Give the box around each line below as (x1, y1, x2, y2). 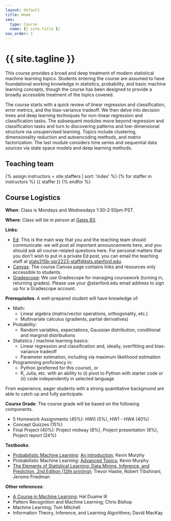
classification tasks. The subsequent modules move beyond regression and (5, 118, 164, 124)
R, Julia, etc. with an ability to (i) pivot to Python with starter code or (20, 370, 163, 376)
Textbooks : (5, 442, 30, 448)
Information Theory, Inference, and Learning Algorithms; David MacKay (12, 509, 163, 515)
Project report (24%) (12, 432, 57, 438)
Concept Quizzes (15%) (12, 421, 63, 427)
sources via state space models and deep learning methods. (5, 145, 133, 151)
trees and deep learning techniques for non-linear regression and (5, 112, 143, 118)
